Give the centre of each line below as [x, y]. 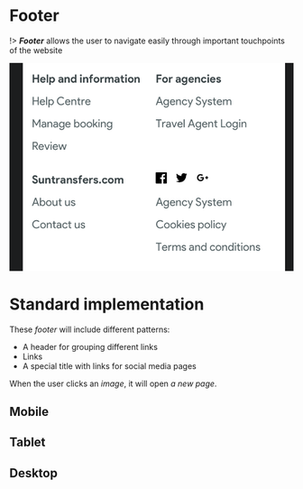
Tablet [28, 443]
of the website [36, 50]
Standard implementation [107, 304]
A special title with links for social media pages [109, 365]
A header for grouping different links [90, 346]
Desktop [34, 473]
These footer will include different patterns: [90, 329]
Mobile [29, 411]
